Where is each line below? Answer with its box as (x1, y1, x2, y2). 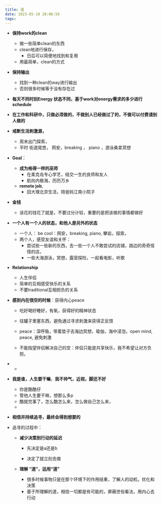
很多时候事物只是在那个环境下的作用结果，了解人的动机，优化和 (26, 477, 155, 483)
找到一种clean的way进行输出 (19, 80, 77, 85)
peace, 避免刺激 (19, 335, 52, 340)
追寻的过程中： (12, 424, 42, 430)
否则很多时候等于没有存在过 (19, 86, 75, 92)
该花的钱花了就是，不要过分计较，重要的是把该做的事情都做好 (19, 210, 144, 215)
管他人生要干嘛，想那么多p (19, 393, 74, 399)
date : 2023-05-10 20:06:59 (5, 12, 60, 17)
